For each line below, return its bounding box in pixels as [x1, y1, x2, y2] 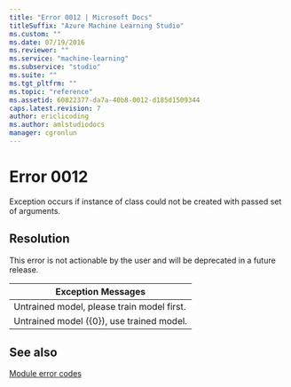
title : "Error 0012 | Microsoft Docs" [9, 12, 153, 22]
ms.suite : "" [9, 71, 58, 80]
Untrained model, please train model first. [13, 300, 186, 312]
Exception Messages [55, 285, 146, 297]
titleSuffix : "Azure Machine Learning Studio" [9, 21, 185, 30]
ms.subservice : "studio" [9, 63, 101, 72]
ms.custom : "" [9, 29, 62, 38]
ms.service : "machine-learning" [9, 54, 129, 63]
